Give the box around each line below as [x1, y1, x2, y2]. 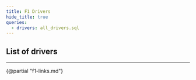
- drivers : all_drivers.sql [11, 25, 80, 31]
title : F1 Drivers [6, 8, 51, 15]
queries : [6, 19, 27, 25]
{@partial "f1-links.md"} [6, 68, 64, 75]
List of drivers [6, 46, 58, 56]
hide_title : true [6, 14, 48, 20]
